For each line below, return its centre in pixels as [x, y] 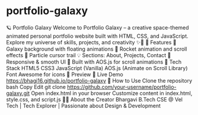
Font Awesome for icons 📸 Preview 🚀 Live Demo [65, 74]
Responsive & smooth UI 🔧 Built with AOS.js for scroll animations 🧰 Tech [94, 62]
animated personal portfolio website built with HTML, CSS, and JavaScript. [97, 36]
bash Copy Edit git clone [36, 87]
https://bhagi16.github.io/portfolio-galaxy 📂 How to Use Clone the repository [99, 80]
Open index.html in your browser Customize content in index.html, [112, 93]
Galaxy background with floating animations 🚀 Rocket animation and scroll [97, 49]
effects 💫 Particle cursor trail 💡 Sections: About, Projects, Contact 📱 [89, 55]
